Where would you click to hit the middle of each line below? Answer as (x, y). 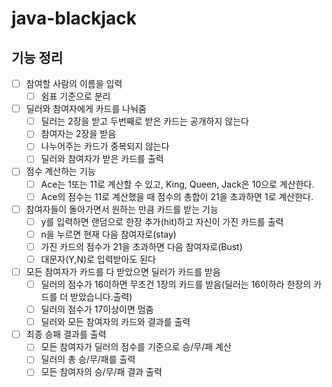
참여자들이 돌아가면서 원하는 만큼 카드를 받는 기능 (122, 209)
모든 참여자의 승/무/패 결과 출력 (101, 372)
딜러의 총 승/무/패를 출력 (88, 359)
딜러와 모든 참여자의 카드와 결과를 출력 (115, 322)
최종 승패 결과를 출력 (66, 334)
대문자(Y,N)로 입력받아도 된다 (98, 259)
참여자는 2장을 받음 (78, 134)
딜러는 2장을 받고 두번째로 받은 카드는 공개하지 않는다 (144, 121)
